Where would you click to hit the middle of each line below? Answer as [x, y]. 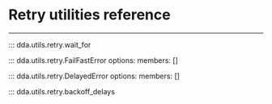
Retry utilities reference [90, 15]
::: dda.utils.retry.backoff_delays [62, 91]
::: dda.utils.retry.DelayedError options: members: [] [94, 76]
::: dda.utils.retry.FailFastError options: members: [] [93, 60]
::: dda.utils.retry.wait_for [50, 44]
